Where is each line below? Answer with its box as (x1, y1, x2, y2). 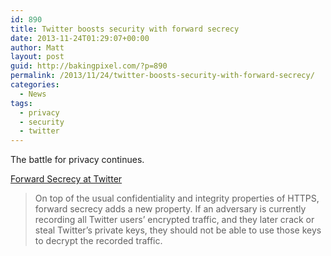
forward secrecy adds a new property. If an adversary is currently (34, 203, 307, 215)
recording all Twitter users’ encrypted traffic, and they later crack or (34, 214, 315, 226)
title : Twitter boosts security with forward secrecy (10, 24, 240, 34)
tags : (10, 98, 33, 108)
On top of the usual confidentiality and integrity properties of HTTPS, (34, 192, 320, 205)
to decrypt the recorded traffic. (34, 235, 163, 247)
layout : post (10, 52, 65, 62)
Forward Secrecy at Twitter (10, 173, 123, 185)
